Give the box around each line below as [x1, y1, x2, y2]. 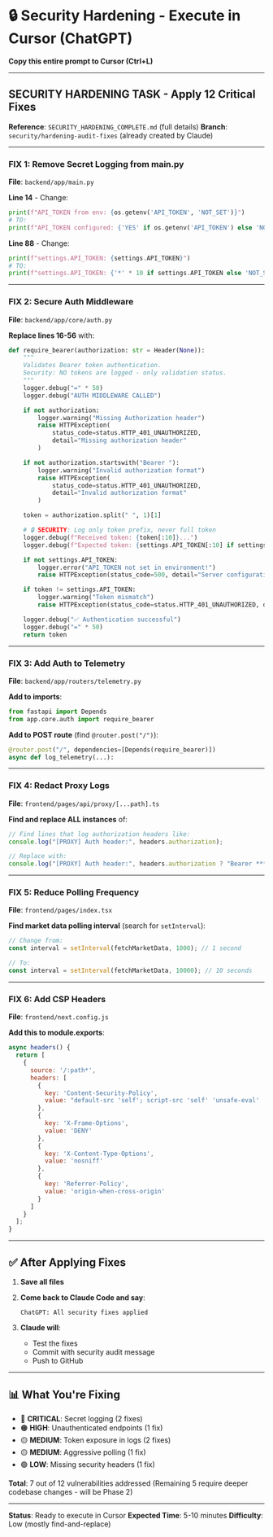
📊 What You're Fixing [8, 1388, 120, 1402]
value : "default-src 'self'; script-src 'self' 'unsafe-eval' [44, 1097, 260, 1105]
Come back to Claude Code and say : [19, 1292, 145, 1303]
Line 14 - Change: [8, 193, 69, 203]
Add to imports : [8, 691, 63, 701]
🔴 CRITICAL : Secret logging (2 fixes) [19, 1413, 144, 1423]
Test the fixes [32, 1338, 79, 1348]
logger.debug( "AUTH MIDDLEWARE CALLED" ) [23, 392, 162, 400]
